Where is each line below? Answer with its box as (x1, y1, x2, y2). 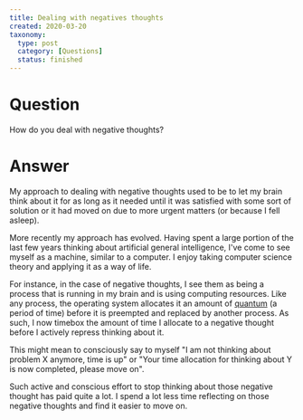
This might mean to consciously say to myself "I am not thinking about (9, 344, 271, 355)
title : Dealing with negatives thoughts (9, 13, 165, 23)
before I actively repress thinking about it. (9, 327, 165, 338)
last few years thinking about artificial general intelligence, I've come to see (9, 242, 291, 253)
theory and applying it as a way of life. (9, 261, 152, 272)
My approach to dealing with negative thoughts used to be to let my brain (9, 186, 283, 196)
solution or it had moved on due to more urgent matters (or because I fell (9, 205, 280, 215)
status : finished (17, 55, 83, 64)
